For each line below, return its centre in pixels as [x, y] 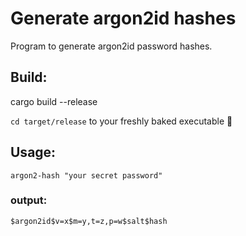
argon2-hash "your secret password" [86, 175]
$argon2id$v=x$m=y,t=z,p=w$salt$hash [89, 221]
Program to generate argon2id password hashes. [111, 46]
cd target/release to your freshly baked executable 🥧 [121, 121]
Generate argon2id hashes [123, 18]
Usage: [33, 152]
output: [29, 200]
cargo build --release [54, 101]
